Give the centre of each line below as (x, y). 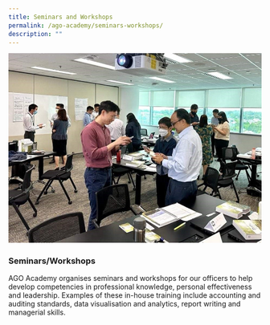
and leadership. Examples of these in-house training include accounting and (135, 295)
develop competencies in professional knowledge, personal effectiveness (130, 287)
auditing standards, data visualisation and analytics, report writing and (125, 304)
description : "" (35, 34)
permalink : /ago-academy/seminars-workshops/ (86, 25)
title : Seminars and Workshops (61, 17)
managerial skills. (37, 312)
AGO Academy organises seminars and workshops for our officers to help (131, 278)
